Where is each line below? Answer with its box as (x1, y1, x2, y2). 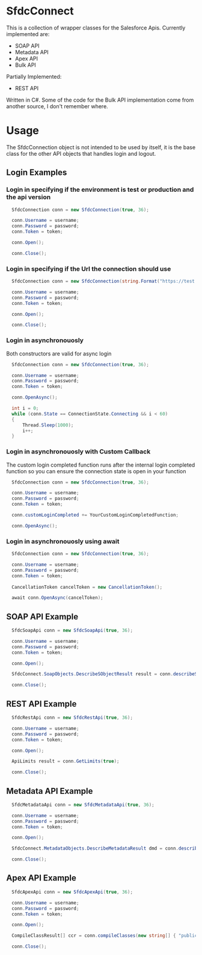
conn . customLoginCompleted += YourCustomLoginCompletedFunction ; (11, 512, 179, 518)
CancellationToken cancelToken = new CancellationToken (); (11, 584, 163, 590)
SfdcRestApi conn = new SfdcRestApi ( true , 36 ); (11, 714, 133, 720)
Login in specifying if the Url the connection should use (6, 265, 171, 273)
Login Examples (6, 167, 67, 178)
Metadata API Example (6, 786, 93, 796)
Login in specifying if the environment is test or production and (6, 185, 194, 194)
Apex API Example (6, 873, 77, 883)
